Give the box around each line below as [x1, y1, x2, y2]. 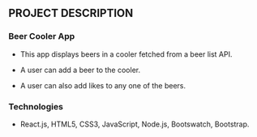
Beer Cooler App [8, 31, 75, 42]
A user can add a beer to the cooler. [19, 65, 140, 75]
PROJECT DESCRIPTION [8, 6, 134, 20]
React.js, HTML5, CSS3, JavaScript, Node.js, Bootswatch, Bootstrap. [19, 119, 250, 129]
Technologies [8, 101, 63, 112]
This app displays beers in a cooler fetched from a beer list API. [19, 49, 233, 59]
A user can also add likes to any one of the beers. [19, 80, 186, 90]
